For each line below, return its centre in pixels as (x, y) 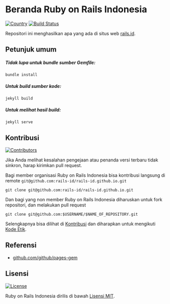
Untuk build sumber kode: (33, 86)
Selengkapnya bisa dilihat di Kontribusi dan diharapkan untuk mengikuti (80, 224)
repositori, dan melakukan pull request (46, 205)
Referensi (21, 245)
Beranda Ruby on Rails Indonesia (76, 9)
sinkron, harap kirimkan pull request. (44, 166)
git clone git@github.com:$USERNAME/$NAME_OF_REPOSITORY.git (72, 215)
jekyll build (19, 99)
